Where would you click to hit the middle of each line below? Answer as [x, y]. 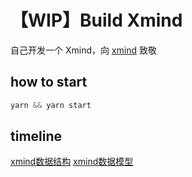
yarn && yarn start [51, 105]
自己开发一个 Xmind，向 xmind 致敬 [84, 50]
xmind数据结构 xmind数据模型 [72, 162]
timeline [36, 136]
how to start [49, 82]
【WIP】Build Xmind [96, 20]
